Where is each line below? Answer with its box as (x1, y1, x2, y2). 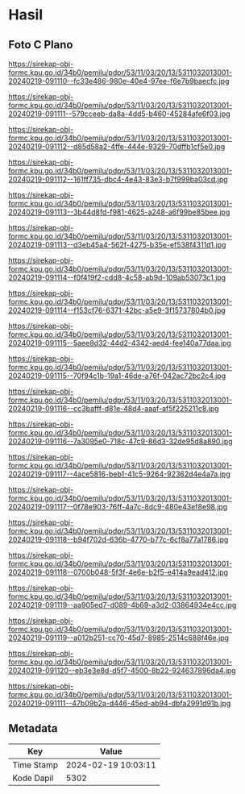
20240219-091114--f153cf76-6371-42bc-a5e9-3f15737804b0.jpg (8, 306, 226, 315)
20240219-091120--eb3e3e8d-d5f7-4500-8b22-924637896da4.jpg (8, 666, 236, 675)
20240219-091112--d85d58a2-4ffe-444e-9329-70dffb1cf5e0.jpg (8, 142, 226, 151)
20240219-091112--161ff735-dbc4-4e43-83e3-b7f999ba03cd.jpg (8, 175, 228, 184)
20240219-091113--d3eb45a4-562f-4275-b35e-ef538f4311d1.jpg (8, 240, 226, 249)
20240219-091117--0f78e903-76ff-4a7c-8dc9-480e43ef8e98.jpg (8, 502, 228, 511)
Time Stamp (12, 759, 59, 771)
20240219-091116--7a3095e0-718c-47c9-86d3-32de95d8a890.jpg (8, 437, 233, 446)
